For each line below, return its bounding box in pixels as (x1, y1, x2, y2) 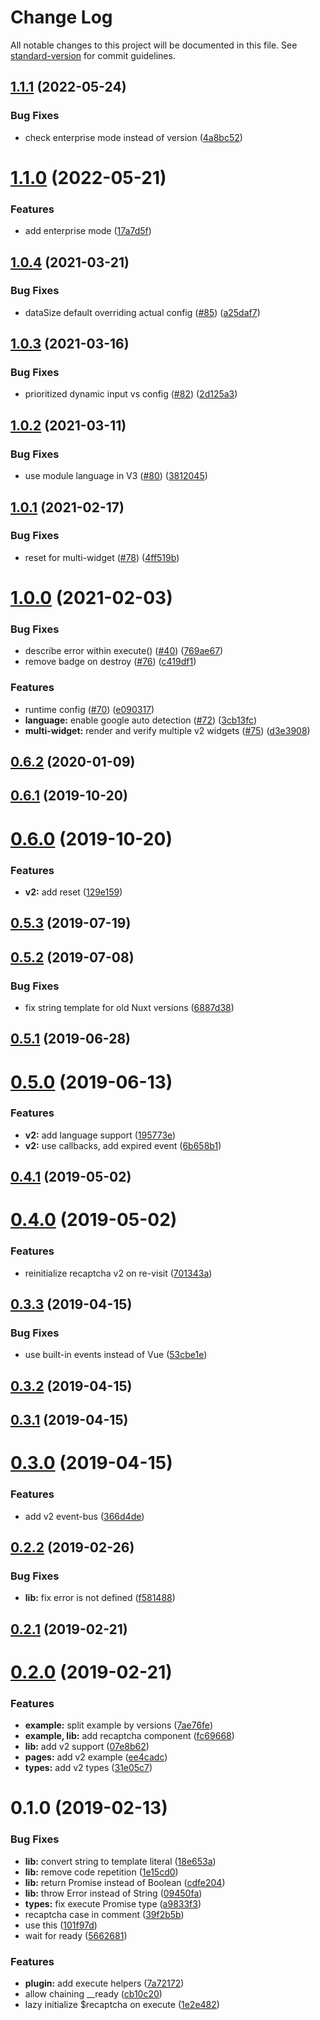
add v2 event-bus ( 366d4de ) (24, 1510, 145, 1522)
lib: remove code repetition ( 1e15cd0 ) (24, 1866, 179, 1878)
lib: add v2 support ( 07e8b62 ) (24, 1741, 150, 1753)
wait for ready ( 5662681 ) (24, 1929, 128, 1941)
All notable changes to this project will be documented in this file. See (10, 39, 298, 51)
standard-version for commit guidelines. (10, 49, 176, 61)
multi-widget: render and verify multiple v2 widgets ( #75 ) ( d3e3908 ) (24, 724, 311, 736)
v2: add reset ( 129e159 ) (24, 886, 123, 898)
